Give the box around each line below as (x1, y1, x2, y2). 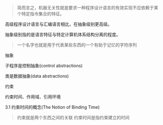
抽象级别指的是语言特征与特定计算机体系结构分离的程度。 (5, 32, 121, 37)
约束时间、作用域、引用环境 (5, 94, 61, 100)
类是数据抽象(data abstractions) (5, 73, 69, 79)
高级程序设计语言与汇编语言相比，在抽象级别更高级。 (5, 21, 112, 27)
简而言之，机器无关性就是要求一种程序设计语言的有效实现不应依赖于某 (17, 5, 159, 10)
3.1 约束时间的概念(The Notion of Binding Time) (5, 104, 100, 110)
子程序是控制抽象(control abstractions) (5, 63, 83, 68)
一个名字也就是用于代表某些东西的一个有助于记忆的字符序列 (17, 42, 137, 48)
